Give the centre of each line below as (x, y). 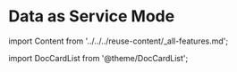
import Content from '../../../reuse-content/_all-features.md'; (118, 41)
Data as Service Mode (92, 16)
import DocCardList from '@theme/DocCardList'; (98, 58)
